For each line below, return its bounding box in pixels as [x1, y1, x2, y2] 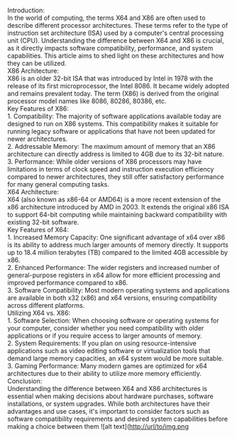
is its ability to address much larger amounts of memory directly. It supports [7, 241, 229, 249]
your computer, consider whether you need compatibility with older [7, 324, 204, 332]
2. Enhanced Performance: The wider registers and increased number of [7, 264, 220, 271]
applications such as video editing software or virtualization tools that [7, 347, 211, 355]
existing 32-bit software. [7, 218, 79, 226]
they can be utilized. [7, 59, 67, 67]
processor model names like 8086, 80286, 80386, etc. [7, 97, 167, 105]
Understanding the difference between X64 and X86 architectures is [7, 385, 208, 392]
